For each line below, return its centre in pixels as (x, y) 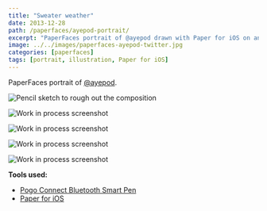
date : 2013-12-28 (37, 23)
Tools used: (28, 175)
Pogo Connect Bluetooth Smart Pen (78, 190)
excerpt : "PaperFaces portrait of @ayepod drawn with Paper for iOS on (129, 38)
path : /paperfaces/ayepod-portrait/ (69, 30)
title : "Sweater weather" (51, 15)
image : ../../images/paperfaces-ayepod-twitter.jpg (95, 45)
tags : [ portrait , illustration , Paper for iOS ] (89, 60)
